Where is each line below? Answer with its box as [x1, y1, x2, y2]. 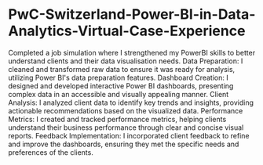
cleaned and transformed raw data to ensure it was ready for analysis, [8, 64, 236, 74]
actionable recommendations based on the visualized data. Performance [8, 106, 243, 115]
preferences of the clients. [8, 147, 94, 157]
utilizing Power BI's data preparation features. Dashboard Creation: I [8, 73, 229, 82]
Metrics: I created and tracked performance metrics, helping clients [8, 114, 227, 124]
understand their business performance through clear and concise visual [8, 123, 244, 132]
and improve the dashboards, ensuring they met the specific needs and [8, 139, 239, 149]
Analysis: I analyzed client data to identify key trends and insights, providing [8, 98, 254, 107]
